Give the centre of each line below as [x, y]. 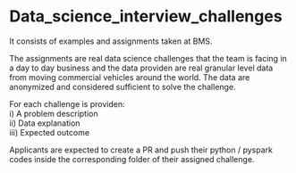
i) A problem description [54, 113]
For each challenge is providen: [67, 103]
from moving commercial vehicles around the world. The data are [130, 77]
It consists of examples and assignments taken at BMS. [111, 41]
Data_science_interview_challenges [146, 16]
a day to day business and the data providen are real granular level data [141, 68]
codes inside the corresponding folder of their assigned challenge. [132, 159]
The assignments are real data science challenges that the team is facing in [148, 58]
